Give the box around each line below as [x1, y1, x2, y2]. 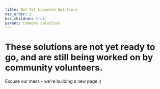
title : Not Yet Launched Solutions [5, 7, 78, 12]
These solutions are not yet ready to [5, 42, 156, 53]
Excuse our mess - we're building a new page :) [5, 78, 102, 84]
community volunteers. [5, 62, 103, 73]
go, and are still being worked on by [5, 52, 153, 63]
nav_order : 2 [5, 12, 32, 17]
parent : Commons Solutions [5, 20, 60, 26]
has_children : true [5, 16, 45, 21]
